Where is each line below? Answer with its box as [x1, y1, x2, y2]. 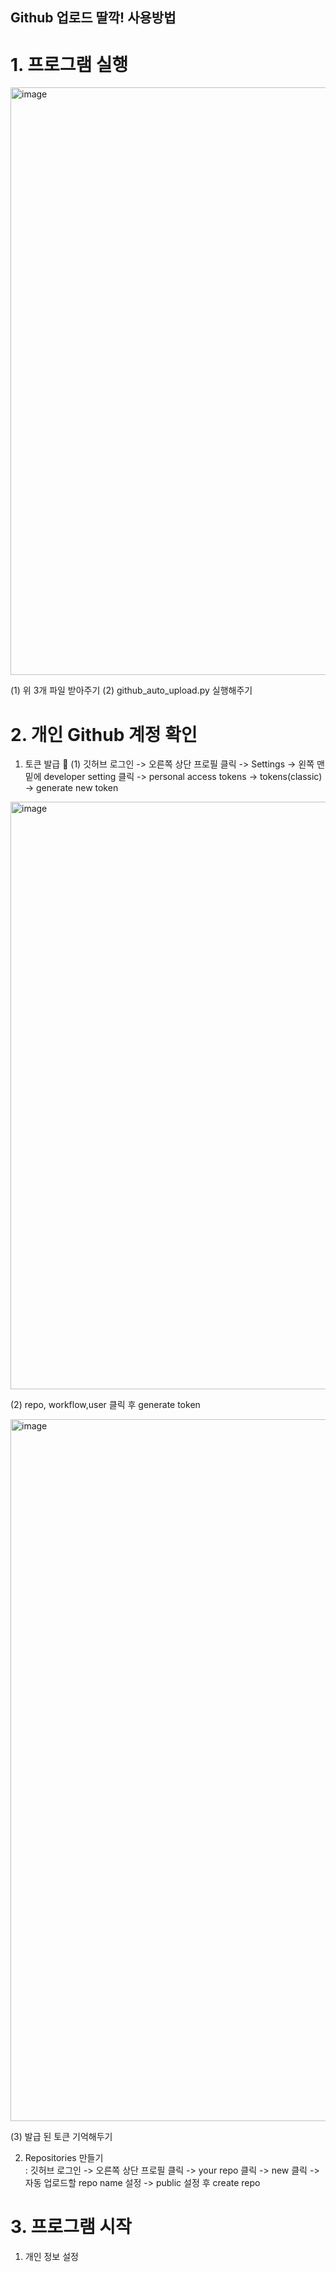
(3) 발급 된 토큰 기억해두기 [10, 2131, 113, 2143]
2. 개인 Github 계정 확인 [10, 723, 198, 746]
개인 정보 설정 [24, 2251, 79, 2263]
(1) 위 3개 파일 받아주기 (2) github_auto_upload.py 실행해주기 [10, 684, 253, 697]
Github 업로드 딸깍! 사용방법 [10, 9, 177, 27]
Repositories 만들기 [24, 2152, 104, 2164]
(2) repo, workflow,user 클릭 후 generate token [10, 1399, 201, 1411]
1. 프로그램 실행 [10, 53, 129, 76]
